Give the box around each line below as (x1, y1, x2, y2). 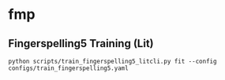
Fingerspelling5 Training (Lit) (8, 37, 154, 50)
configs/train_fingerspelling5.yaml (8, 64, 129, 72)
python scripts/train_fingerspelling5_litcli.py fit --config (8, 57, 217, 65)
